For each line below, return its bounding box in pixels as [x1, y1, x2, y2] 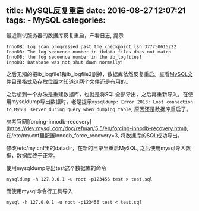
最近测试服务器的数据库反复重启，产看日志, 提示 [6, 32, 124, 39]
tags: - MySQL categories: [6, 15, 106, 26]
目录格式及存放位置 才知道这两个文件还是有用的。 [11, 78, 131, 85]
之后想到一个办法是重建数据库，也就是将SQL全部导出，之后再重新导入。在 [6, 90, 188, 97]
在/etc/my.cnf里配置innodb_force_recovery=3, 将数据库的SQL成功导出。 [6, 131, 183, 138]
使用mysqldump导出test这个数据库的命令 [6, 164, 107, 171]
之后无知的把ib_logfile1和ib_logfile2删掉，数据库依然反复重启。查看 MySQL [6, 70, 188, 77]
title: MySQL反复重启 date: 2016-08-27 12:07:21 [6, 5, 186, 16]
